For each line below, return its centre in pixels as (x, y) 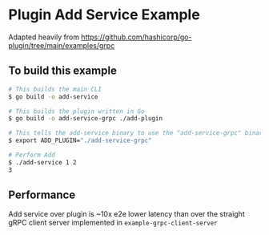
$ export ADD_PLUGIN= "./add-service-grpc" (80, 141)
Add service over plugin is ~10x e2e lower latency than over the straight (127, 214)
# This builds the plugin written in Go (77, 111)
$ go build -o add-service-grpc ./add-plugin (85, 119)
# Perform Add (32, 155)
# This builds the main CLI (55, 89)
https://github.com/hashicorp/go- (137, 37)
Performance (42, 195)
